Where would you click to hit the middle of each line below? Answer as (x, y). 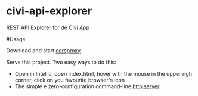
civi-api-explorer (49, 11)
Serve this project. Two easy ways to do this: (61, 62)
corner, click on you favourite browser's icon (70, 80)
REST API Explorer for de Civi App (48, 27)
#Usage (16, 39)
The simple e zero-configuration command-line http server (87, 86)
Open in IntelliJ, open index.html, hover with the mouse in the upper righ (103, 73)
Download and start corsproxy (44, 50)
